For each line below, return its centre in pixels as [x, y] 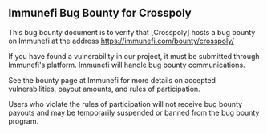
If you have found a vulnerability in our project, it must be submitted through [134, 56]
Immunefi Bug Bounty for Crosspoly [100, 13]
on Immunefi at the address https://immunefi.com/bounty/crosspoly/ [121, 41]
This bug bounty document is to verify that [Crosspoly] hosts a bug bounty [132, 32]
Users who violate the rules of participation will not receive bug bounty [125, 104]
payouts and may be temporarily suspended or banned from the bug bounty [134, 112]
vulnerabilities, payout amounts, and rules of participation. [104, 89]
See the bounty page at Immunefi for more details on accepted [112, 80]
